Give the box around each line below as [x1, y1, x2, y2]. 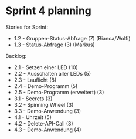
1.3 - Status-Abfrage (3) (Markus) [13, 41, 95, 48]
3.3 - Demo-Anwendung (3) [13, 107, 81, 114]
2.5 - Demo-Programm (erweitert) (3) [13, 89, 104, 96]
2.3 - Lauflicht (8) [13, 76, 57, 83]
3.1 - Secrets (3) [13, 95, 53, 102]
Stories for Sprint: [5, 23, 48, 30]
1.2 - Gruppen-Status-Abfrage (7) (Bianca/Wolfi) [13, 35, 131, 42]
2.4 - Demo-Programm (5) [13, 82, 78, 89]
